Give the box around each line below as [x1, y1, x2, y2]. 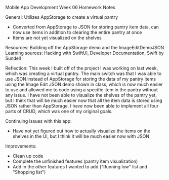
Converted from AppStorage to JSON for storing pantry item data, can [12, 24, 159, 30]
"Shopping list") [12, 169, 46, 175]
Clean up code [12, 153, 44, 159]
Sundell [5, 55, 21, 61]
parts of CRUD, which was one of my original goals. [5, 109, 113, 114]
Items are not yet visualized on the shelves [12, 35, 102, 41]
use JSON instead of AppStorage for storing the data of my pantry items [5, 76, 156, 82]
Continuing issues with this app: [5, 118, 72, 124]
